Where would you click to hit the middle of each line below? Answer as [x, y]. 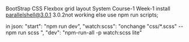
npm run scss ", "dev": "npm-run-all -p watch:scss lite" [74, 33]
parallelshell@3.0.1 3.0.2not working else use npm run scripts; [82, 15]
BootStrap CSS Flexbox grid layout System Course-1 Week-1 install [88, 9]
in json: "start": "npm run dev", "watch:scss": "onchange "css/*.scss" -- [94, 26]
